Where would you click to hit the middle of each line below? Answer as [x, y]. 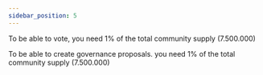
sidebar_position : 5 [43, 16]
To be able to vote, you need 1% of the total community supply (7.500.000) [132, 38]
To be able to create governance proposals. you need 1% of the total [122, 53]
